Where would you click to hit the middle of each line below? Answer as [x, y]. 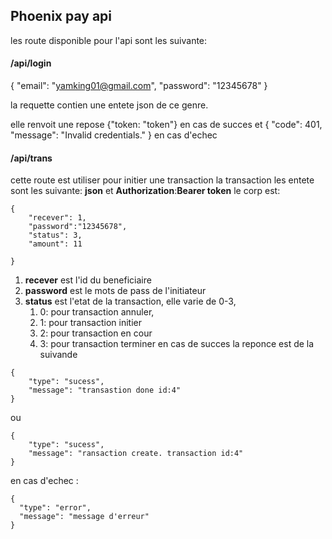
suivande [58, 355]
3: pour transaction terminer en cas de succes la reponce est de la [177, 344]
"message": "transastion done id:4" [105, 390]
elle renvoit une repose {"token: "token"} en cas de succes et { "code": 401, [166, 125]
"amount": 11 [55, 244]
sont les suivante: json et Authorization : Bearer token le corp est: [145, 191]
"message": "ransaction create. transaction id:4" [136, 454]
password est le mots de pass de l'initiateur [115, 291]
